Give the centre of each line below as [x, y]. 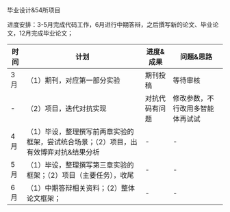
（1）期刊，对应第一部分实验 [73, 80]
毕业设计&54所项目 [34, 10]
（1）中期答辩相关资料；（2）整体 [81, 188]
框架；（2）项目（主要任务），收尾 [80, 175]
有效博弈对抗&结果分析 [63, 152]
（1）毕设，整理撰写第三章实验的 [80, 165]
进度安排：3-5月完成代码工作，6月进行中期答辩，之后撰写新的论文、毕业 [110, 25]
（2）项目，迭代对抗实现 [66, 108]
